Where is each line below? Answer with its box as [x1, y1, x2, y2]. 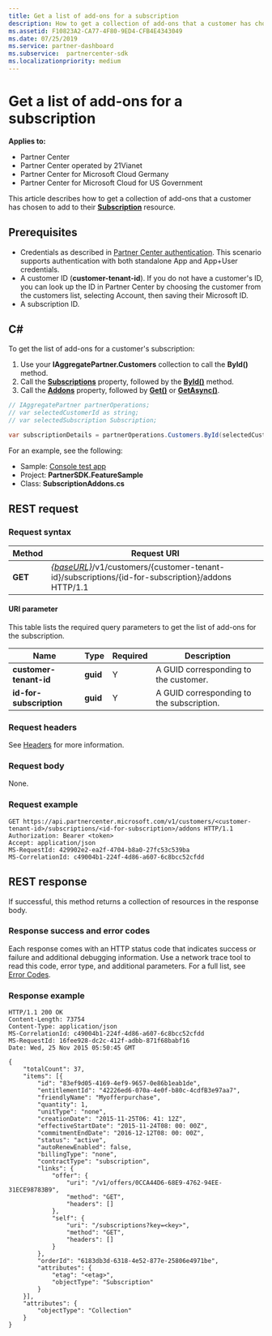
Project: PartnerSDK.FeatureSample [19, 470, 144, 480]
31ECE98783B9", [8, 1186, 60, 1194]
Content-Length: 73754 [8, 1015, 85, 1024]
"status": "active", [37, 1136, 107, 1144]
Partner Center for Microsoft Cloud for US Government [19, 178, 203, 187]
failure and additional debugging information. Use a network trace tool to [8, 952, 251, 962]
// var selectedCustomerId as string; [8, 409, 139, 417]
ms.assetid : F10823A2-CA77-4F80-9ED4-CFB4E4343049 [8, 27, 183, 35]
